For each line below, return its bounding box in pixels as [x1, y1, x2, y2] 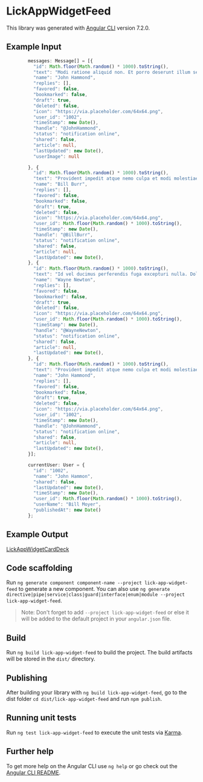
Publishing [6, 673, 48, 683]
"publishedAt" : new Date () [33, 507, 101, 513]
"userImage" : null [33, 153, 80, 160]
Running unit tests [6, 712, 77, 723]
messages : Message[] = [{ [28, 57, 94, 64]
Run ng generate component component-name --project [6, 579, 142, 586]
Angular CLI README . [6, 769, 61, 776]
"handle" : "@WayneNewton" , [33, 327, 101, 333]
